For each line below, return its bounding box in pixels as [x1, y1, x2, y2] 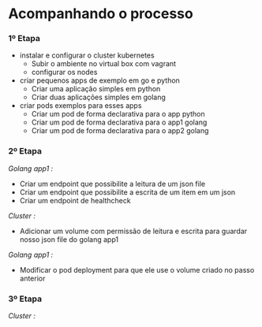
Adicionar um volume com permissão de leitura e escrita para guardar [19, 226, 248, 236]
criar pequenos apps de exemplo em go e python [19, 76, 180, 85]
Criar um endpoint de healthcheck [19, 195, 132, 205]
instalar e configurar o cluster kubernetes [19, 50, 155, 60]
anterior [19, 273, 46, 283]
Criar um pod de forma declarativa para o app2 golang [31, 126, 209, 136]
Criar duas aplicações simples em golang [31, 92, 166, 102]
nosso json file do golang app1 [19, 234, 119, 244]
